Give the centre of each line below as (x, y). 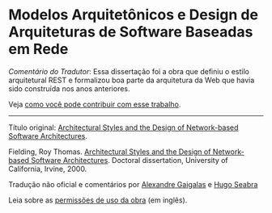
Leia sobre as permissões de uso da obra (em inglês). (98, 200)
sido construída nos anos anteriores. (70, 88)
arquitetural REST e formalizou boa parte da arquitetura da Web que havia (132, 80)
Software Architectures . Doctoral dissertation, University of (130, 160)
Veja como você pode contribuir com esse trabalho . (95, 104)
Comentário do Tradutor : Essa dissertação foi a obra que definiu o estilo (129, 71)
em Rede (38, 49)
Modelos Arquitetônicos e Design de (134, 15)
